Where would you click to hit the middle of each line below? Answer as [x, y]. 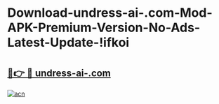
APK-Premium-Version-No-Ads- [104, 28]
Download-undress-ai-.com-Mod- [110, 13]
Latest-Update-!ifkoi [68, 43]
